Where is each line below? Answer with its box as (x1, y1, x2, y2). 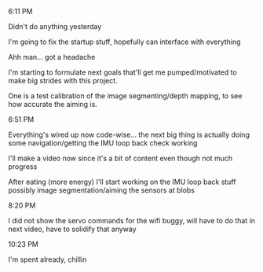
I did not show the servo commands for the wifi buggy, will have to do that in (8, 216, 256, 225)
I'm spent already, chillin (8, 255, 87, 264)
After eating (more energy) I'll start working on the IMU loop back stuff (8, 177, 236, 186)
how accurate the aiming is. (8, 100, 98, 108)
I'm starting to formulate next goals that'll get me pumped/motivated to (8, 68, 237, 77)
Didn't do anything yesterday (8, 22, 102, 31)
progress (8, 162, 38, 171)
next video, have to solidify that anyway (8, 224, 137, 233)
